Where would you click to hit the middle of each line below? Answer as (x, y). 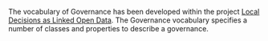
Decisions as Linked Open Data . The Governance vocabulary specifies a (128, 20)
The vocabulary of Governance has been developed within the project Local (134, 12)
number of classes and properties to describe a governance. (108, 29)
